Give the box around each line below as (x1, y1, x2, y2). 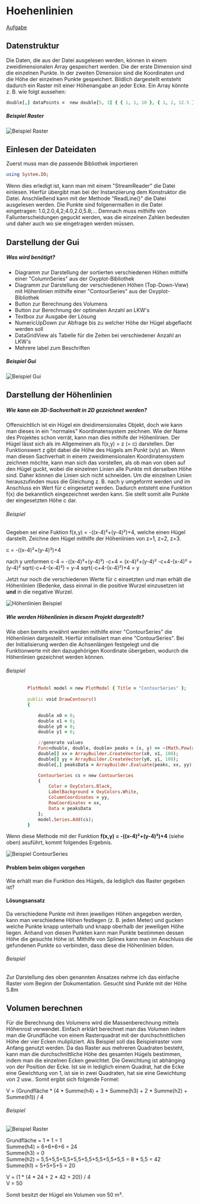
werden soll (14, 325, 43, 332)
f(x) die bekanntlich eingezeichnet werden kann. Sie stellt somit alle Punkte (6, 490, 190, 497)
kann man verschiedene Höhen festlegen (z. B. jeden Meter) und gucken (6, 916, 184, 923)
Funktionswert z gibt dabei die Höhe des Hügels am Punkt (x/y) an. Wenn (6, 446, 185, 454)
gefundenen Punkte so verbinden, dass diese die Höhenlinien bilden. (6, 942, 175, 949)
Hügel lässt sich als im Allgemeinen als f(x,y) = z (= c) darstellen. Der (6, 440, 175, 447)
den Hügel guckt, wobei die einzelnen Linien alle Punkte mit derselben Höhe (6, 465, 192, 472)
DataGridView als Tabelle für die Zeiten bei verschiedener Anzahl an (14, 332, 182, 339)
